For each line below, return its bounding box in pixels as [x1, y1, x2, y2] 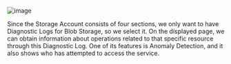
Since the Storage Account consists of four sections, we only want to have [7, 20, 219, 28]
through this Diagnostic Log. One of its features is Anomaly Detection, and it [7, 42, 223, 50]
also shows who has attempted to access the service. [7, 49, 160, 57]
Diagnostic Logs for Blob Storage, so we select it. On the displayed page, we [7, 28, 225, 35]
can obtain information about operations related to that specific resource [7, 34, 214, 43]
